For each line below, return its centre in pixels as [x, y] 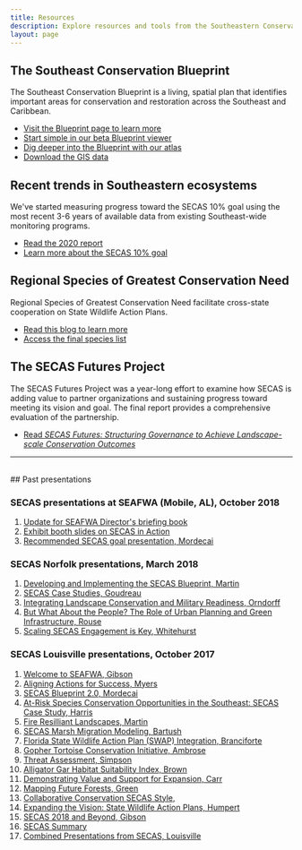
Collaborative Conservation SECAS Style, [99, 797]
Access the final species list [75, 339]
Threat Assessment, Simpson [78, 760]
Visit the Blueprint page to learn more [92, 129]
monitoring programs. [50, 226]
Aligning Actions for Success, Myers [90, 683]
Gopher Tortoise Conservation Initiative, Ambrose [115, 750]
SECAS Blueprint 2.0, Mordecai [80, 693]
